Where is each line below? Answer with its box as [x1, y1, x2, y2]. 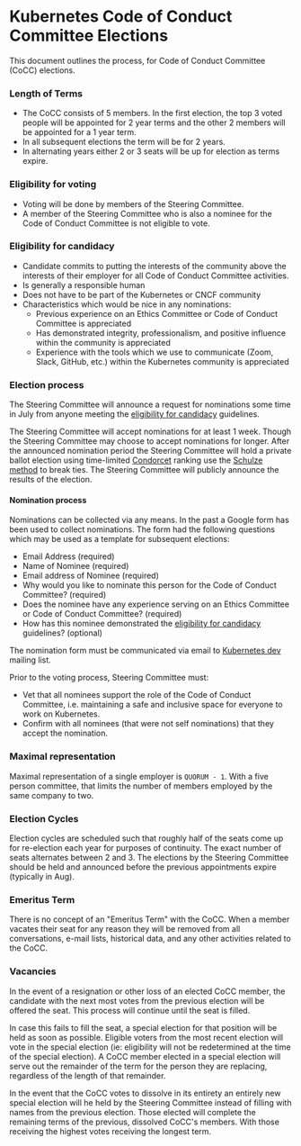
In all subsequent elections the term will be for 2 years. [22, 137, 226, 148]
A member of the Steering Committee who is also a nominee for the [22, 208, 272, 219]
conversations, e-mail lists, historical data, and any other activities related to [9, 934, 292, 944]
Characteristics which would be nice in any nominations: [22, 299, 232, 310]
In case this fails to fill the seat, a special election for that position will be [9, 1022, 278, 1033]
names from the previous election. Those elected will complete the [9, 1106, 256, 1117]
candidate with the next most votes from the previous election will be [9, 995, 265, 1006]
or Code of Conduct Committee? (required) [22, 609, 182, 619]
